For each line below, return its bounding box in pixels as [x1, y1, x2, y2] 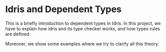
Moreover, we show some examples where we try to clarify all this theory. [5, 40, 159, 46]
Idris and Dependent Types [5, 4, 122, 15]
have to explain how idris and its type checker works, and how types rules [5, 25, 160, 31]
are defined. [5, 31, 31, 37]
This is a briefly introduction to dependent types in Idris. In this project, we [5, 20, 161, 26]
